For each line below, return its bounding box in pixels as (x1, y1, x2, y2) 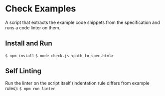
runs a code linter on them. (5, 24, 61, 30)
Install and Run (5, 39, 52, 48)
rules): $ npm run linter (5, 85, 56, 91)
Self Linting (5, 67, 41, 75)
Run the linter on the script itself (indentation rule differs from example (5, 80, 150, 86)
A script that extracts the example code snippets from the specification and (5, 19, 161, 25)
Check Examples (5, 3, 76, 14)
